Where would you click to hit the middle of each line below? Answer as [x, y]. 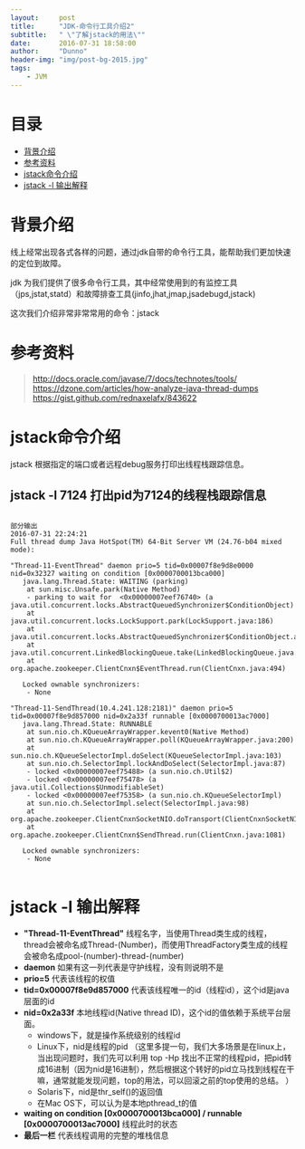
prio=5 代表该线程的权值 [69, 979]
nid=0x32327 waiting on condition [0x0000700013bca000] [118, 574]
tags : [20, 69]
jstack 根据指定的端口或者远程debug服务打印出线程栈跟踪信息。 [130, 464]
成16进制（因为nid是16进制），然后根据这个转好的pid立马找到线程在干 [166, 1069]
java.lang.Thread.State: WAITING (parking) [105, 582]
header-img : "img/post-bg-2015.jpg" [79, 60]
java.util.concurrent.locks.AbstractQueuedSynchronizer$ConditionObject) [152, 606]
